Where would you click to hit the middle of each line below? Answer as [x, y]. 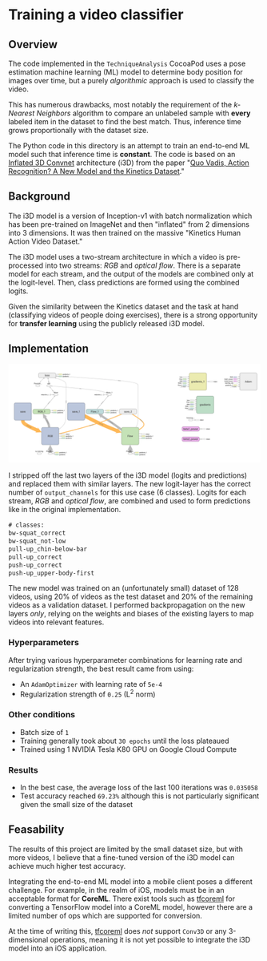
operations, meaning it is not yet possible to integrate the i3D [150, 939]
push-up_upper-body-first [51, 573]
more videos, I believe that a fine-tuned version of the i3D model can [122, 857]
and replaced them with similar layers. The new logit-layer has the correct [130, 483]
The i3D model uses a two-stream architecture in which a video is [117, 256]
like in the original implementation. [65, 509]
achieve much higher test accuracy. [67, 866]
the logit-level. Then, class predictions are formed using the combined [124, 282]
